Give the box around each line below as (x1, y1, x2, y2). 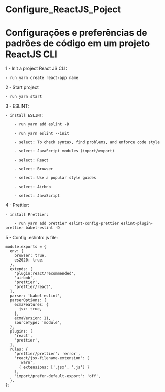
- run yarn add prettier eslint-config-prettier (14, 221, 119, 226)
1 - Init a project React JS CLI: (5, 65, 68, 72)
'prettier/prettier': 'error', (14, 351, 81, 356)
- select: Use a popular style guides (14, 175, 96, 180)
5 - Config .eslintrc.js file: (5, 234, 58, 241)
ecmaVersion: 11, (14, 316, 51, 321)
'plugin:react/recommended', (14, 271, 76, 276)
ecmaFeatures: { (14, 302, 49, 307)
